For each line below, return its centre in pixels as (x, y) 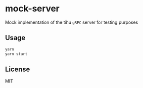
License (18, 69)
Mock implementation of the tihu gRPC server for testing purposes (72, 22)
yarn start (16, 54)
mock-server (32, 9)
